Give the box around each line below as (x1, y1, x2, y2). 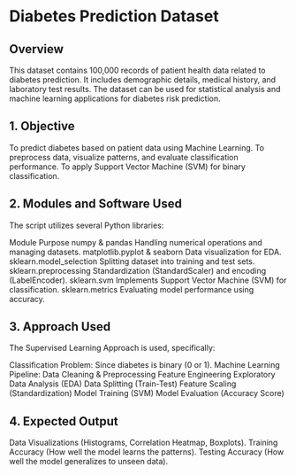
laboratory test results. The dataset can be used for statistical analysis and (9, 84, 281, 94)
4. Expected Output (9, 414, 119, 429)
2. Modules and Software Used (9, 197, 183, 212)
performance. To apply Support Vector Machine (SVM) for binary (9, 161, 246, 172)
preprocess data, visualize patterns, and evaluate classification (9, 152, 239, 162)
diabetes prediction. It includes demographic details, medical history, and (9, 74, 277, 85)
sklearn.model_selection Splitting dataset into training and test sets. (9, 255, 255, 267)
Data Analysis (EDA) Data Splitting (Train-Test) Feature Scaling (9, 378, 237, 389)
